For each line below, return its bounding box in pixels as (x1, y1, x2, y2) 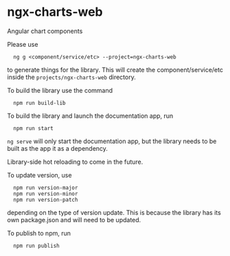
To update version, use (7, 171, 72, 179)
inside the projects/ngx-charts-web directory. (7, 73, 136, 81)
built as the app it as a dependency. (7, 144, 108, 152)
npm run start (13, 125, 54, 131)
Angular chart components (7, 27, 83, 35)
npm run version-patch (13, 196, 78, 203)
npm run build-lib (13, 99, 67, 107)
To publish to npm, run (7, 228, 71, 237)
